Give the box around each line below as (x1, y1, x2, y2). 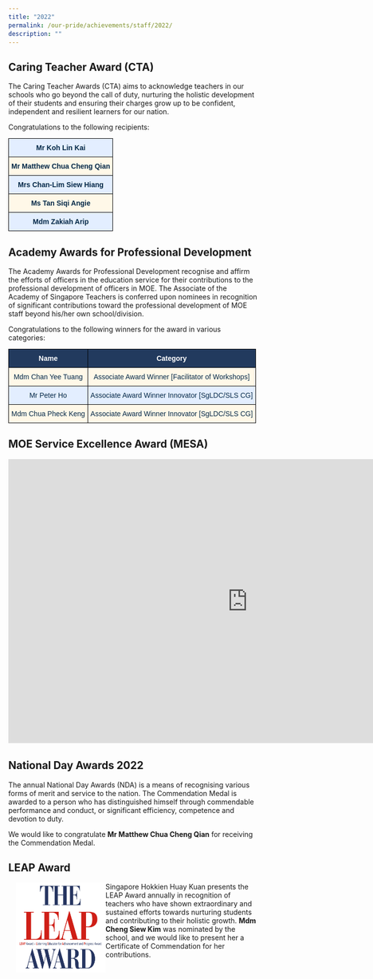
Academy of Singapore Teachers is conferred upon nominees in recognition (8, 292, 257, 301)
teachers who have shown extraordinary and (105, 899, 253, 909)
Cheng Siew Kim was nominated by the (105, 925, 236, 934)
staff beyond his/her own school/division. (8, 309, 145, 319)
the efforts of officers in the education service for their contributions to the (8, 275, 253, 284)
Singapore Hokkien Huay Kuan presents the (105, 882, 249, 892)
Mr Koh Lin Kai (35, 144, 86, 153)
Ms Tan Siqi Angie (30, 199, 91, 208)
